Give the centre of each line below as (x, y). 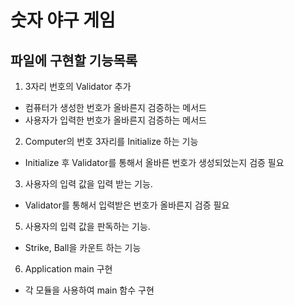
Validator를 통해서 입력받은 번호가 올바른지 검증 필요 (127, 205)
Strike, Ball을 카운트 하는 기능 (83, 247)
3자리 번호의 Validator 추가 (78, 86)
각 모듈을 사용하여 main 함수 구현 (89, 290)
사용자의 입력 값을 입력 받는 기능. (88, 184)
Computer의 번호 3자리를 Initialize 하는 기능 (111, 141)
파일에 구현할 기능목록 (74, 60)
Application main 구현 (68, 269)
